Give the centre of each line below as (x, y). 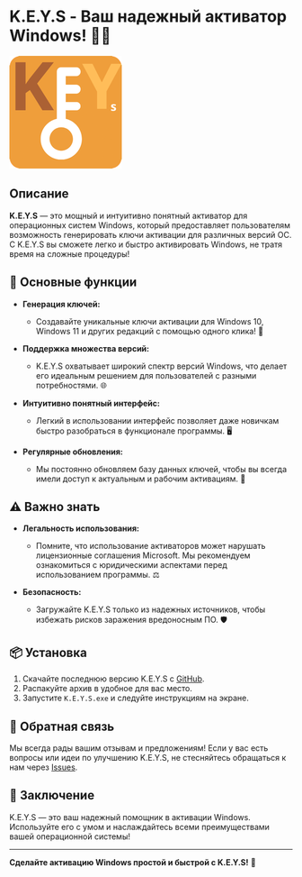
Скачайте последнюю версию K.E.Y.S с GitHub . (113, 679)
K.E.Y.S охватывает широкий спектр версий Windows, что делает (161, 366)
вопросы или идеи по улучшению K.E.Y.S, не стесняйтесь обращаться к (148, 758)
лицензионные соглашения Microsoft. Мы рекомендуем (143, 555)
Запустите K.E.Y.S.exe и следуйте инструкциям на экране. (136, 698)
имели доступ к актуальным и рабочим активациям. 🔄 (141, 479)
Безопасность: (52, 592)
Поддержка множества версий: (86, 348)
